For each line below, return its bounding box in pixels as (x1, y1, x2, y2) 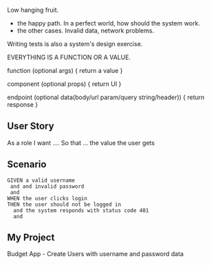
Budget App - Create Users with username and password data (7, 250, 184, 258)
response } (7, 100, 38, 109)
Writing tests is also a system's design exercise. (7, 40, 143, 47)
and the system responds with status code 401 (13, 206, 149, 214)
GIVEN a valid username (7, 177, 76, 184)
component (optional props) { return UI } (7, 80, 122, 88)
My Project (7, 232, 55, 244)
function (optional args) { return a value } (7, 67, 123, 74)
